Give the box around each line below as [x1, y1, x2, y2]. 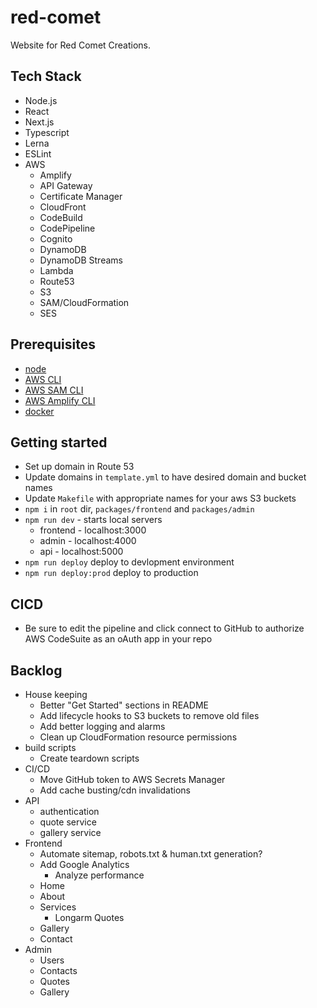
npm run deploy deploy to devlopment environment [24, 556, 235, 568]
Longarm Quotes [54, 912, 125, 923]
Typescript [24, 126, 70, 138]
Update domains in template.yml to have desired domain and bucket [24, 471, 307, 483]
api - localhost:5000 [39, 546, 124, 558]
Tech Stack [10, 68, 82, 85]
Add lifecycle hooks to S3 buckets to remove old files [39, 710, 260, 721]
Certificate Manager [39, 190, 123, 202]
